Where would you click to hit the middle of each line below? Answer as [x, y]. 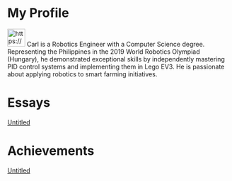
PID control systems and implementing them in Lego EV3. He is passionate [116, 66]
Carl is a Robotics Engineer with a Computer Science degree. [116, 44]
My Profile [38, 13]
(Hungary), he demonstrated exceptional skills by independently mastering [116, 59]
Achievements [51, 151]
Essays [29, 103]
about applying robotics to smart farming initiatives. [82, 74]
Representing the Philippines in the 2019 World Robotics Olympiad [104, 52]
